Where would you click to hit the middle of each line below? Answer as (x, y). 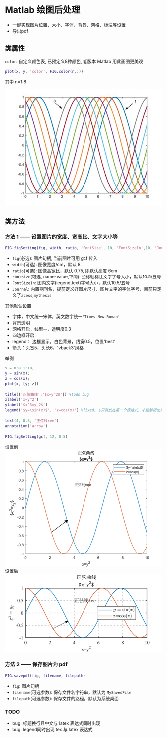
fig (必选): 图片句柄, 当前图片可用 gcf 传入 (55, 258)
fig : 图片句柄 (26, 686)
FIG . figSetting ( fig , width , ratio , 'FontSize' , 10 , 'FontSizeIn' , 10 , (79, 248)
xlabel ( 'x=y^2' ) (22, 400)
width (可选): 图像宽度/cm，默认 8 (46, 265)
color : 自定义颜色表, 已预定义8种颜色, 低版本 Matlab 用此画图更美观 (74, 61)
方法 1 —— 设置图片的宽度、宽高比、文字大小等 (62, 237)
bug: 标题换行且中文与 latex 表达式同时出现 (56, 723)
